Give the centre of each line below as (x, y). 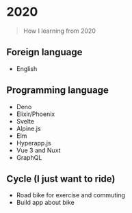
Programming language (57, 90)
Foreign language (44, 52)
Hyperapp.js (34, 143)
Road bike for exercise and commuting (71, 195)
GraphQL (29, 157)
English (27, 68)
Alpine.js (29, 128)
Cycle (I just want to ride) (61, 179)
